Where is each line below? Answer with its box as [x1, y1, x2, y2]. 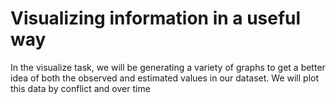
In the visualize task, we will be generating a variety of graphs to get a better [10, 61, 326, 73]
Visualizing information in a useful [10, 7, 302, 30]
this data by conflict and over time [10, 82, 151, 94]
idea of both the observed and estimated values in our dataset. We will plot [10, 72, 320, 84]
